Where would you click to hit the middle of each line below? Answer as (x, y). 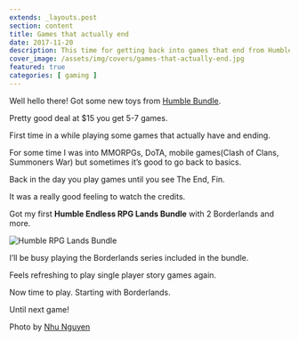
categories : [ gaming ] (53, 76)
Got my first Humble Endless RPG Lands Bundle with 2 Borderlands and (141, 214)
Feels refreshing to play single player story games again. (113, 275)
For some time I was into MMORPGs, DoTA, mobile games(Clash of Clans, (144, 152)
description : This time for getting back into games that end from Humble (151, 51)
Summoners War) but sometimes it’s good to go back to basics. (125, 162)
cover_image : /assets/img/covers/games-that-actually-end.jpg (127, 59)
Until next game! (39, 309)
